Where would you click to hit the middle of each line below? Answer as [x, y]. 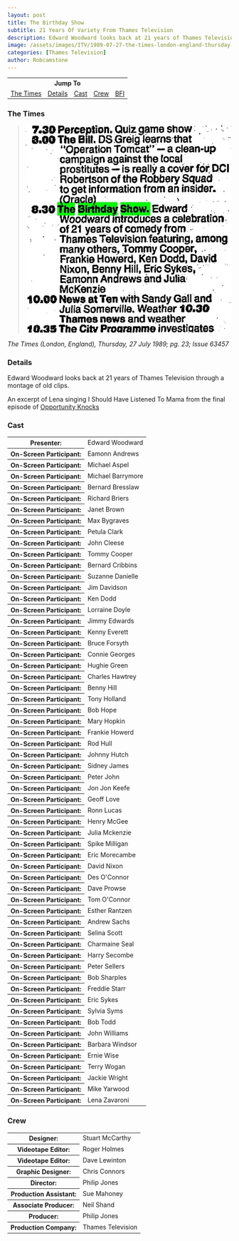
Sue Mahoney [103, 1194]
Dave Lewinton [105, 1160]
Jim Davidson [108, 587]
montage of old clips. [38, 385]
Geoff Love [104, 799]
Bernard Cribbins [112, 565]
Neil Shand [99, 1205]
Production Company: [43, 1227]
